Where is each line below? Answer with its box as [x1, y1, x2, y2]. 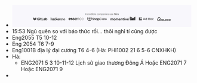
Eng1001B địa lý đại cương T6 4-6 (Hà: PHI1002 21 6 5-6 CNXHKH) [11, 47, 177, 54]
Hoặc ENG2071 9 [20, 66, 63, 73]
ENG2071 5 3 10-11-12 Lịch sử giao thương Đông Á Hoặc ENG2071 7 [20, 59, 187, 66]
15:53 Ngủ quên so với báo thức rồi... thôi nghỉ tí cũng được [11, 28, 158, 35]
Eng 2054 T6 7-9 [11, 40, 54, 47]
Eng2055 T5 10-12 [11, 34, 57, 41]
